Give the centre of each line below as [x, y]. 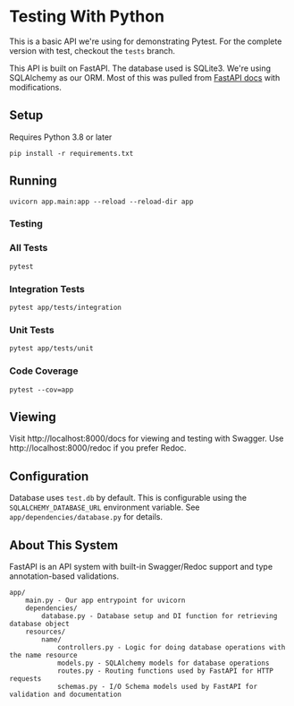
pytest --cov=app [42, 390]
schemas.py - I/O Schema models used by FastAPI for [157, 687]
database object [39, 624]
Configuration [49, 476]
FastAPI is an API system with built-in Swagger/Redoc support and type [141, 567]
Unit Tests [32, 330]
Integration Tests [47, 288]
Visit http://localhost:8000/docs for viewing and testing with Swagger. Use [147, 439]
